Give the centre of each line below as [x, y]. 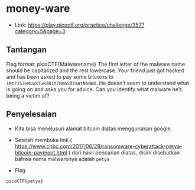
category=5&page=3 [40, 31]
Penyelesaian [32, 114]
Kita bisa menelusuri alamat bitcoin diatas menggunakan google [92, 128]
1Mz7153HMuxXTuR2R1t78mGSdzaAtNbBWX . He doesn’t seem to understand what [97, 83]
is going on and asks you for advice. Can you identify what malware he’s [94, 89]
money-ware [38, 9]
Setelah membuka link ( [43, 140]
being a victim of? [28, 95]
